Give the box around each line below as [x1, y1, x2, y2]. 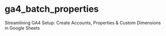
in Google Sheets [4, 25, 40, 31]
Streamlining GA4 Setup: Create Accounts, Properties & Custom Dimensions [4, 20, 161, 26]
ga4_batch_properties [4, 3, 99, 15]
